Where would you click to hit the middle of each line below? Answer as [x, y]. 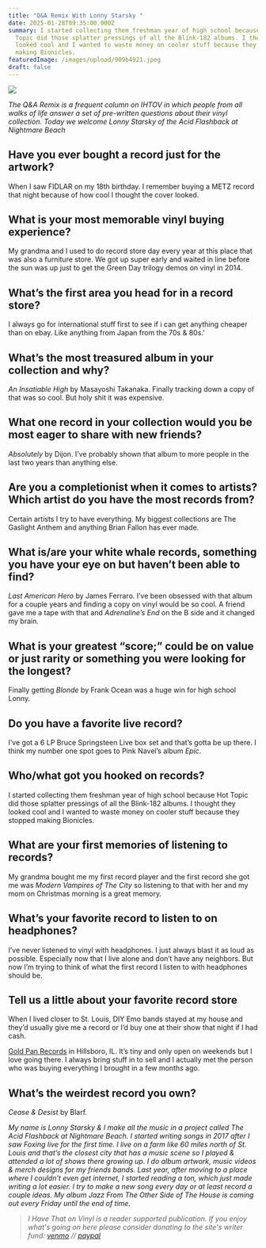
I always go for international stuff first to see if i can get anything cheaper [128, 324]
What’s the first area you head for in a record [121, 293]
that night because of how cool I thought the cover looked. [104, 194]
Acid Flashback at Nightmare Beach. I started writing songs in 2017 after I [129, 1136]
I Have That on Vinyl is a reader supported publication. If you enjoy [137, 1219]
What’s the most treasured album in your [111, 358]
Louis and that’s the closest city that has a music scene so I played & [122, 1153]
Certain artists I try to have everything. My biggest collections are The [122, 519]
